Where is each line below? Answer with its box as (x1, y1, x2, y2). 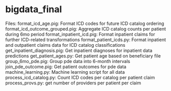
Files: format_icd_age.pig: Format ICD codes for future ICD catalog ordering (5, 20, 164, 26)
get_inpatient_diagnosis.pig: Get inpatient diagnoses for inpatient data (5, 47, 153, 53)
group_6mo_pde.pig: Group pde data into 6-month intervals (5, 58, 130, 64)
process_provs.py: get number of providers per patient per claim (5, 80, 141, 86)
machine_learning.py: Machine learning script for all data (5, 69, 125, 75)
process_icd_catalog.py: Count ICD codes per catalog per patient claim (5, 74, 155, 80)
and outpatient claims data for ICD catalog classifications (5, 42, 126, 48)
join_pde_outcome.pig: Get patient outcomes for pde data (5, 64, 127, 70)
